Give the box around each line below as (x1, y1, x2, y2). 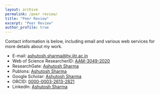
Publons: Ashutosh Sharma (12, 68, 67, 74)
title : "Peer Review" (5, 16, 49, 21)
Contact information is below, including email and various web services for (5, 38, 155, 44)
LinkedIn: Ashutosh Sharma (12, 84, 68, 90)
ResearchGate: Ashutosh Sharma (12, 63, 79, 69)
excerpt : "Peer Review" (5, 20, 54, 26)
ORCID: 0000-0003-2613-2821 (12, 78, 75, 85)
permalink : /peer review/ (5, 12, 58, 16)
